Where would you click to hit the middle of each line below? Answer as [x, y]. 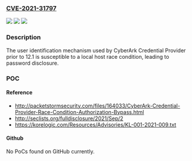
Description [24, 37]
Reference [19, 93]
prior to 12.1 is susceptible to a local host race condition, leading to [88, 56]
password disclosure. [32, 63]
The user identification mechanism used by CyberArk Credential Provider [96, 50]
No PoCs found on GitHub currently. [50, 151]
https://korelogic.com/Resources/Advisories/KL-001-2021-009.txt [95, 124]
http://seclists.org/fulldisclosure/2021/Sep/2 [69, 118]
